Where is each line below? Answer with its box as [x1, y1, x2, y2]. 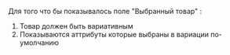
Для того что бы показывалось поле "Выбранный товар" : [8, 7, 203, 15]
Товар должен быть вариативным [19, 22, 133, 30]
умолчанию [19, 38, 60, 47]
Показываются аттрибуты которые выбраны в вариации [19, 30, 210, 39]
